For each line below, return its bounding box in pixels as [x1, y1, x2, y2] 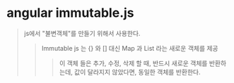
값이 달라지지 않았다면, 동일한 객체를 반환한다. [74, 68, 201, 76]
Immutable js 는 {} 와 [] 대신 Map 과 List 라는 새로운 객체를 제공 [41, 44, 218, 52]
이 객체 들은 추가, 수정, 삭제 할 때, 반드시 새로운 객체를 [59, 58, 208, 68]
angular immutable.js [6, 5, 134, 21]
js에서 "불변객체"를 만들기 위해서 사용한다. [23, 29, 141, 37]
